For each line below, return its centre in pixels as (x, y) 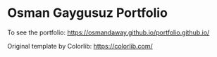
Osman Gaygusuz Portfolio (87, 13)
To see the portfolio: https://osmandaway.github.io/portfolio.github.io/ (108, 32)
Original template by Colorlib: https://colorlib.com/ (80, 46)
